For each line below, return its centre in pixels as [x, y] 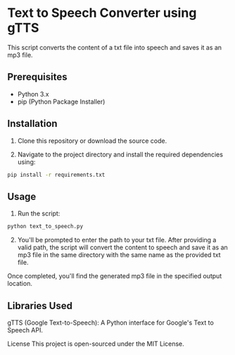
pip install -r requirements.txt [56, 175]
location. [20, 284]
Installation [32, 124]
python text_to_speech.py [45, 227]
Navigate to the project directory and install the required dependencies [120, 154]
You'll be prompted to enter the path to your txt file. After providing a [117, 240]
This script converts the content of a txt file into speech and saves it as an [115, 47]
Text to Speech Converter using [102, 13]
